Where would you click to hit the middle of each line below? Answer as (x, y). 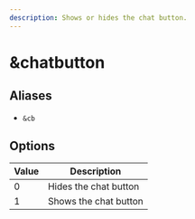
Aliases (31, 96)
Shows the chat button (96, 202)
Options (32, 146)
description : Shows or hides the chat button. (98, 18)
